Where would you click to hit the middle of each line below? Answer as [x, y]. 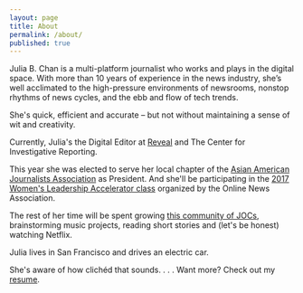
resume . [25, 279]
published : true [40, 43]
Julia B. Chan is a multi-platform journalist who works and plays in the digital [151, 69]
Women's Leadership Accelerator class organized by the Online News [140, 189]
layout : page [34, 18]
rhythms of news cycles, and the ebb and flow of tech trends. [124, 98]
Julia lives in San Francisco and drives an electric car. [109, 252]
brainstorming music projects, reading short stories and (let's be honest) [144, 225]
